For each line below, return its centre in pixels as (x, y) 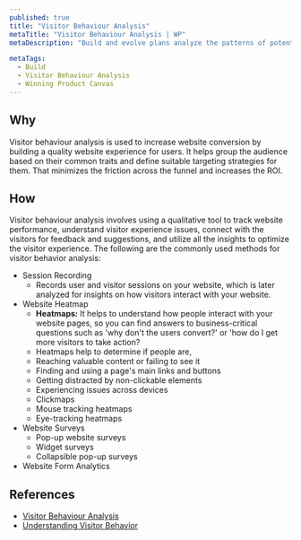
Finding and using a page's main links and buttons (128, 371)
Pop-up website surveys (81, 438)
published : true (39, 17)
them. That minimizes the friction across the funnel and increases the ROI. (146, 170)
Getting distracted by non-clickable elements (119, 380)
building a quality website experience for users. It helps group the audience (149, 151)
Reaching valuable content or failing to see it (118, 361)
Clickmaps (55, 399)
